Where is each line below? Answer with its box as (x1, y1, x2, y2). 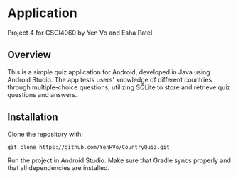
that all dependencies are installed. (7, 163, 110, 172)
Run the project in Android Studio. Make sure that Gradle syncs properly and (7, 156, 231, 165)
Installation (7, 111, 58, 123)
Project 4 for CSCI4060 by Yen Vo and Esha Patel (7, 28, 153, 37)
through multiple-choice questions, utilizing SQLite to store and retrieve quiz (7, 83, 231, 91)
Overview (7, 49, 52, 61)
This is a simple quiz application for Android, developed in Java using (7, 67, 211, 76)
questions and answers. (7, 90, 77, 99)
